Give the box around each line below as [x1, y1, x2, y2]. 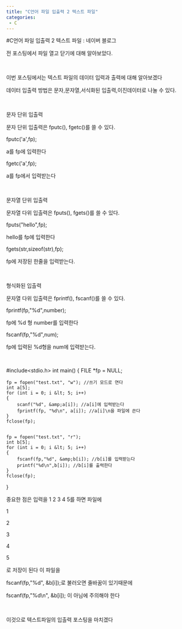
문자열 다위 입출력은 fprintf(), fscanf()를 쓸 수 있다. [6, 295, 125, 302]
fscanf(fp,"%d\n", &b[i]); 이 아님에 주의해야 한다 [6, 592, 121, 599]
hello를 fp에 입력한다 [6, 234, 55, 241]
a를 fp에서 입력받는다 [6, 172, 56, 179]
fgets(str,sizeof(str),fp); [6, 246, 64, 253]
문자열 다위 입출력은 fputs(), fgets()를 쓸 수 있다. [6, 209, 120, 216]
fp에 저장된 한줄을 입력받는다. [6, 258, 76, 265]
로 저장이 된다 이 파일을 [6, 566, 61, 574]
